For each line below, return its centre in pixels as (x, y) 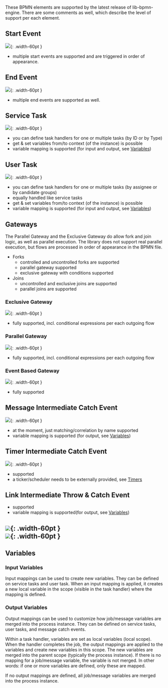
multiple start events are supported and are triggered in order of (78, 56)
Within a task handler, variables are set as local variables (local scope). (78, 639)
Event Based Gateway (32, 371)
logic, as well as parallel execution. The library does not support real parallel (84, 242)
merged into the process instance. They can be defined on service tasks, (81, 624)
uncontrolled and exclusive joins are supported (68, 284)
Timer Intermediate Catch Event (56, 451)
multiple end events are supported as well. (56, 100)
